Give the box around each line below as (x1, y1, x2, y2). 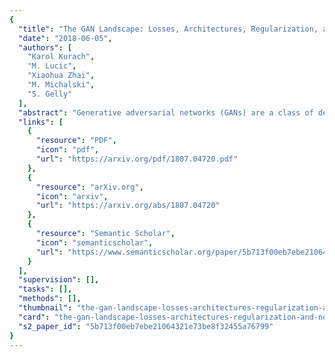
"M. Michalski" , (27, 80, 96, 90)
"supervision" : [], (18, 275, 100, 285)
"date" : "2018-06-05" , (18, 33, 113, 43)
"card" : (18, 312, 51, 322)
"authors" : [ (18, 42, 73, 53)
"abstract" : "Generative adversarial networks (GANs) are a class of (18, 107, 314, 118)
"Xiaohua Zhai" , (27, 71, 96, 81)
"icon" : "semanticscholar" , (35, 237, 154, 248)
